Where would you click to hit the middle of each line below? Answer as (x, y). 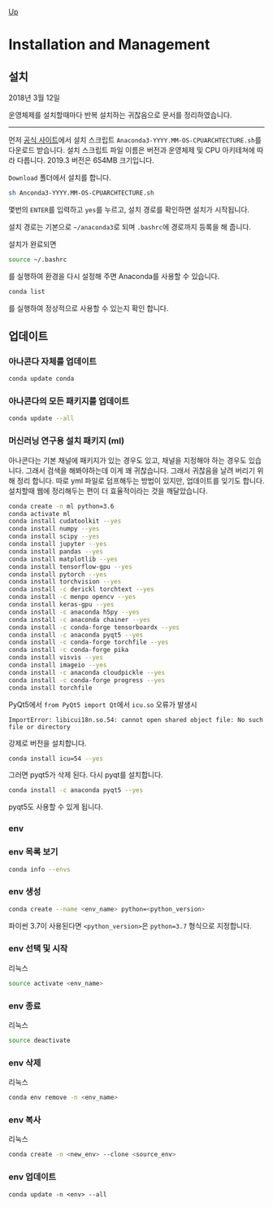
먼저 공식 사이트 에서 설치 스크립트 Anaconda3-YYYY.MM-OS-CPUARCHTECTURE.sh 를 (135, 140)
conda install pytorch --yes (58, 574)
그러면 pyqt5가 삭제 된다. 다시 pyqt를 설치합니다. (86, 775)
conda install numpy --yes (54, 529)
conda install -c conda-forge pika (69, 650)
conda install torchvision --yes (65, 582)
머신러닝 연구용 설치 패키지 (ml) (66, 441)
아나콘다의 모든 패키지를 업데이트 (69, 401)
